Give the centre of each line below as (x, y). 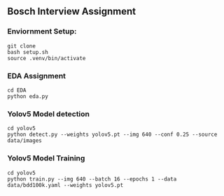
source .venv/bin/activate (47, 58)
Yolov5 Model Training (46, 158)
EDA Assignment (37, 76)
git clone (22, 46)
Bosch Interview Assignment (72, 12)
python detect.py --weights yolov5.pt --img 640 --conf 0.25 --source (112, 135)
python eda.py (28, 96)
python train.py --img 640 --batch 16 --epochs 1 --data (92, 179)
